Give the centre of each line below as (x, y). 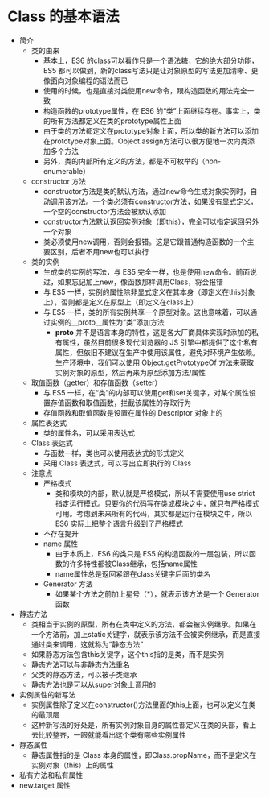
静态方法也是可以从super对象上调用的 (94, 684)
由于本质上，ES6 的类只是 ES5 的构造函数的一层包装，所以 (152, 553)
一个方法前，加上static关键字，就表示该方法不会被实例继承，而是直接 (146, 634)
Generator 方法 (68, 584)
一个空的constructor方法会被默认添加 (104, 211)
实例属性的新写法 (47, 694)
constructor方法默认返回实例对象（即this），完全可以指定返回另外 (151, 221)
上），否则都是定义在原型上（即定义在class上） (120, 302)
